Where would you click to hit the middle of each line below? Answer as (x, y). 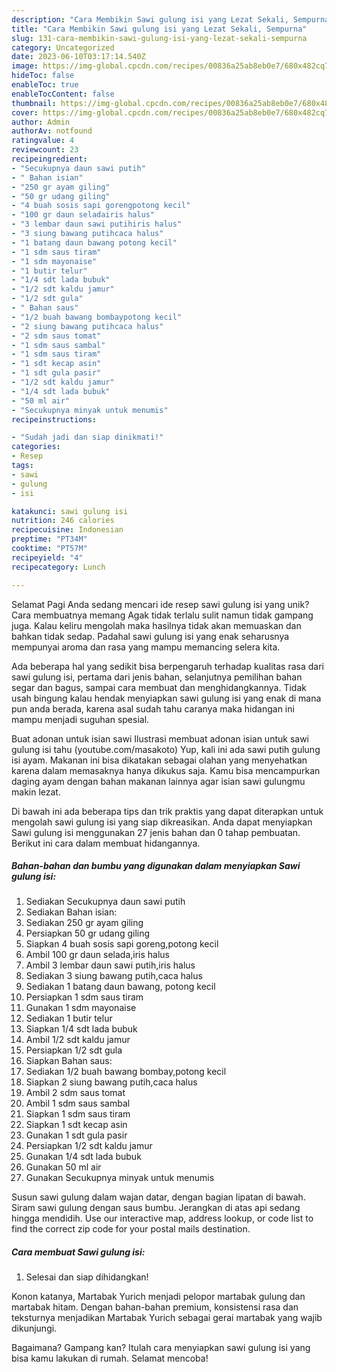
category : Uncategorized (63, 47)
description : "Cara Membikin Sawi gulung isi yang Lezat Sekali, (150, 19)
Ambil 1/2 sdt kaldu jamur (78, 1040)
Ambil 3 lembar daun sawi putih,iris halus (110, 965)
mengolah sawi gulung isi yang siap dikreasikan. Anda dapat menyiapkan (162, 822)
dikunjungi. (34, 1328)
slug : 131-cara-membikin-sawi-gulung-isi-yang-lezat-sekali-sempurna (159, 38)
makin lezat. (36, 792)
